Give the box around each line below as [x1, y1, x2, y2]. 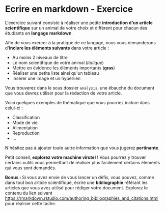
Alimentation [12, 124, 38, 131]
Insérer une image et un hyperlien [12, 75, 81, 81]
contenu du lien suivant [5, 190, 53, 196]
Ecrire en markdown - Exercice [5, 3, 133, 15]
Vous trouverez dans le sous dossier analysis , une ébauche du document [5, 85, 155, 90]
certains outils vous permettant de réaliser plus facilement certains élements [5, 159, 160, 165]
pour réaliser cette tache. [5, 200, 56, 206]
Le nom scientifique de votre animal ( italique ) [12, 60, 104, 65]
